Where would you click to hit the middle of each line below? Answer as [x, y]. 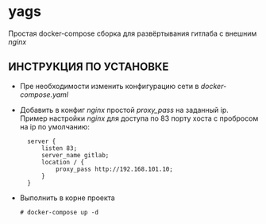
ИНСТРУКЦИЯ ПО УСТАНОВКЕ [89, 67]
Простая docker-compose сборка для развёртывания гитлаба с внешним [133, 33]
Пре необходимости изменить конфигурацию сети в [109, 86]
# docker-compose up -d [59, 212]
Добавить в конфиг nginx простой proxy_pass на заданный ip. [124, 110]
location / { [63, 162]
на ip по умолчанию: [54, 126]
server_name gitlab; [75, 155]
